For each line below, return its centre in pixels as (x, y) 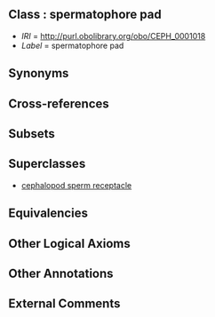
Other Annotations (61, 273)
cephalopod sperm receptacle (76, 185)
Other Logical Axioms (69, 243)
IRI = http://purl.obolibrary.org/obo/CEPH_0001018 (113, 36)
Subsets (32, 134)
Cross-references (59, 103)
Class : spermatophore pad (85, 15)
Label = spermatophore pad (72, 45)
